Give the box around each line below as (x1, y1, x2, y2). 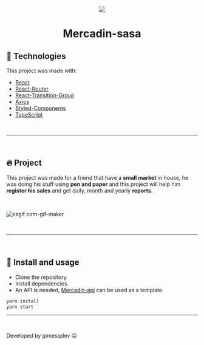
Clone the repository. (15, 273, 68, 281)
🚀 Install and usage (6, 258, 80, 268)
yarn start (6, 304, 34, 310)
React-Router (15, 85, 49, 92)
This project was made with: (6, 67, 77, 74)
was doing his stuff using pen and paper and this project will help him (6, 180, 181, 188)
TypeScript (15, 111, 43, 118)
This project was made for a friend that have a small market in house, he (6, 174, 189, 181)
